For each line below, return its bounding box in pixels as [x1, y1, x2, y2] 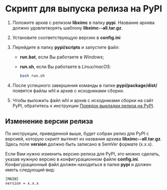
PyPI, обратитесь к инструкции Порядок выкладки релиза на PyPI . [12, 102, 155, 108]
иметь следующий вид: [5, 166, 55, 172]
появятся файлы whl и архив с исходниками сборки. [12, 87, 125, 93]
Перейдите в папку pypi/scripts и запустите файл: [12, 44, 120, 50]
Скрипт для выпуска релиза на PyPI [5, 3, 163, 14]
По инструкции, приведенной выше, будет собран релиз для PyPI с [5, 130, 150, 136]
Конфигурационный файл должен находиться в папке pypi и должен [5, 161, 152, 167]
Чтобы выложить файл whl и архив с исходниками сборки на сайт [12, 97, 154, 103]
